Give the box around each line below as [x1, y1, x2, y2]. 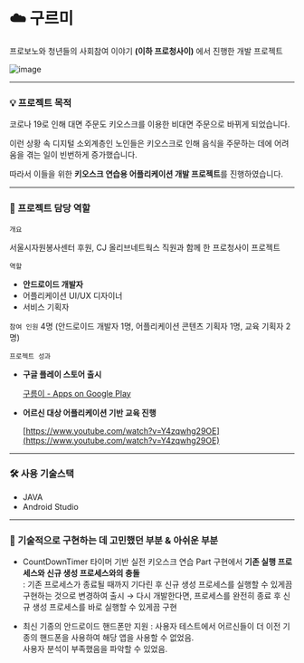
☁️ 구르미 [9, 8, 74, 29]
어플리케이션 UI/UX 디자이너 [22, 290, 123, 301]
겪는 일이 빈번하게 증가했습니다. [25, 149, 138, 160]
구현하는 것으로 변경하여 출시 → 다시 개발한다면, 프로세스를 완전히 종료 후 [22, 591, 281, 601]
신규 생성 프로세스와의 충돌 [46, 568, 140, 579]
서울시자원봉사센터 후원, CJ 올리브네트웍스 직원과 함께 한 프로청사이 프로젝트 [9, 242, 280, 253]
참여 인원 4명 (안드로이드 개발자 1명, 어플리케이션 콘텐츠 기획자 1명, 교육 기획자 [9, 321, 284, 331]
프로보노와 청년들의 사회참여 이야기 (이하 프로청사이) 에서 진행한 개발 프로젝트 [9, 45, 283, 56]
